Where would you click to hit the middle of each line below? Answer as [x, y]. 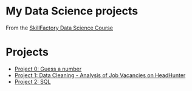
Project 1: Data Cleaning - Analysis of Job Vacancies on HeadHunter [100, 75]
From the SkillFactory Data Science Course [60, 28]
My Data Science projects [72, 11]
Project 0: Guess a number [48, 69]
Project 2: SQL [33, 81]
